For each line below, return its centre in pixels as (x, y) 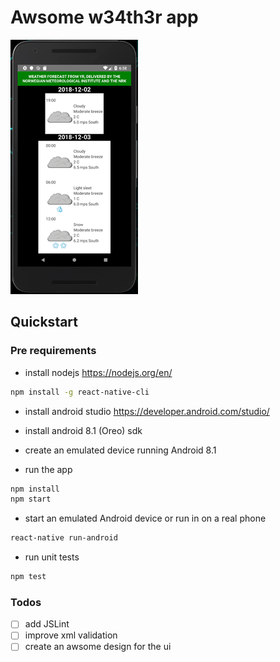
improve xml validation (71, 635)
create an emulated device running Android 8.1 (120, 450)
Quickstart (44, 322)
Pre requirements (53, 351)
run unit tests (52, 557)
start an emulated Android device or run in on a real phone (145, 518)
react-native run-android (64, 538)
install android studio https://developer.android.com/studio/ (147, 411)
